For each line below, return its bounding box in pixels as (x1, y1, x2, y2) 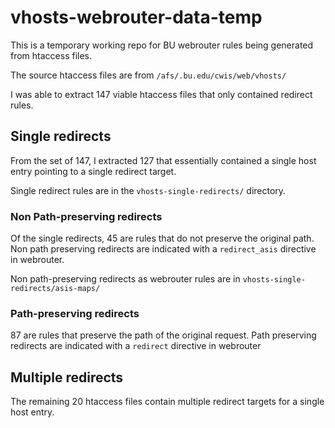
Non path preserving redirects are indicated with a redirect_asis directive (10, 243, 317, 255)
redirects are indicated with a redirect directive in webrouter (10, 340, 262, 352)
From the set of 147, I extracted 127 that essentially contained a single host (10, 154, 317, 166)
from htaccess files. (10, 49, 93, 61)
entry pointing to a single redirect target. (10, 165, 177, 177)
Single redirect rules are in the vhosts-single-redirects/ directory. (10, 184, 287, 196)
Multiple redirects (10, 369, 124, 386)
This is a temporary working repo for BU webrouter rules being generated (10, 39, 314, 51)
